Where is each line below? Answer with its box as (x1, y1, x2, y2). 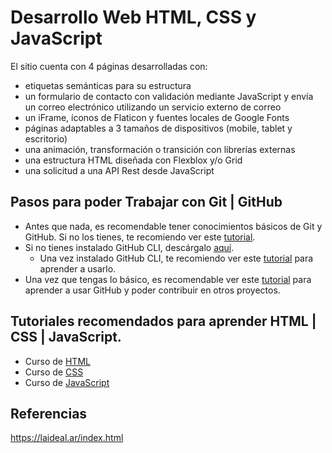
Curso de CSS (24, 366, 84, 378)
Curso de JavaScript (24, 376, 110, 388)
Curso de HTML (24, 355, 91, 367)
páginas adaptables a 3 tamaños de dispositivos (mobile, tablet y (24, 122, 293, 134)
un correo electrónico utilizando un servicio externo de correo (24, 101, 282, 113)
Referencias (10, 405, 88, 422)
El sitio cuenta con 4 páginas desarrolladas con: (10, 60, 208, 72)
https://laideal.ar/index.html (10, 432, 124, 444)
